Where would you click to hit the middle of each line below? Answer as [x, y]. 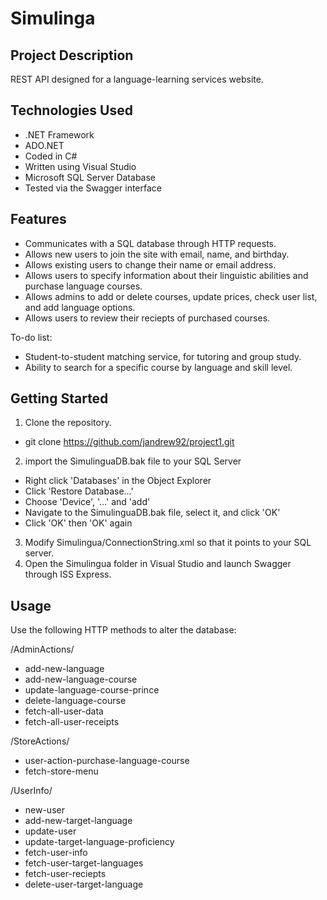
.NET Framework [59, 134]
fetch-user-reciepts [65, 874]
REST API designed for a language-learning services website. [137, 79]
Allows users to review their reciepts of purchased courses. [147, 318]
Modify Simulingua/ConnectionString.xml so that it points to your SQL [168, 543]
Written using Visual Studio [80, 166]
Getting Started [59, 398]
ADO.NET [44, 145]
